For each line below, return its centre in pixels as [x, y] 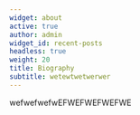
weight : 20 [30, 60]
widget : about [36, 18]
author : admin [36, 34]
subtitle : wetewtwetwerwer [60, 77]
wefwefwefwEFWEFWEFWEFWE [71, 102]
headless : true [38, 52]
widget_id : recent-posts [56, 43]
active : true [34, 26]
